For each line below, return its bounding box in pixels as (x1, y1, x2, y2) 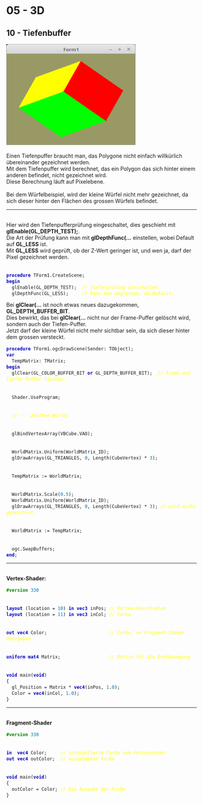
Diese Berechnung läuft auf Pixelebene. (6, 178, 105, 185)
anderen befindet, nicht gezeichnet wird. (6, 172, 108, 179)
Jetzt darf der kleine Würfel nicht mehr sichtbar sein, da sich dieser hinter (6, 327, 190, 334)
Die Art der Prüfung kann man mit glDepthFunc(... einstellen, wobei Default (6, 234, 195, 241)
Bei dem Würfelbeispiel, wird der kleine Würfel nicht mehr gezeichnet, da (6, 191, 188, 198)
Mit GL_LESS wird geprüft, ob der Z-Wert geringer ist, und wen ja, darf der (6, 247, 192, 254)
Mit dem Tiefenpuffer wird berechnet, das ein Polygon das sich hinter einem (6, 165, 196, 172)
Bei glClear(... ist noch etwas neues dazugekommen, (6, 301, 139, 308)
